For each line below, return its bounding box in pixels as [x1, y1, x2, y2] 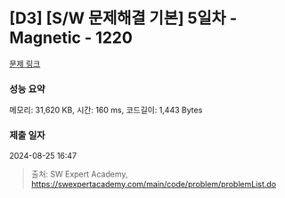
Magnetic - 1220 [9, 28, 134, 48]
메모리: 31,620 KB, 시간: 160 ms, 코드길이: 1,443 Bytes [9, 104, 203, 116]
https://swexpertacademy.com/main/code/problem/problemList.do [30, 178, 277, 189]
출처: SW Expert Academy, [30, 169, 128, 179]
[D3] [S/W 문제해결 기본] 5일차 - [9, 8, 238, 29]
